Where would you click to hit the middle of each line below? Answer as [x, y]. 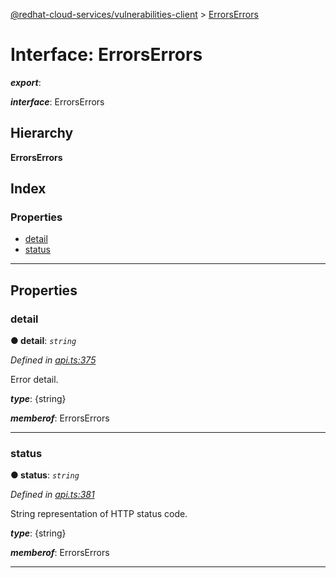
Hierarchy [42, 133]
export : [26, 82]
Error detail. [34, 380]
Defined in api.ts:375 [53, 360]
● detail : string [43, 341]
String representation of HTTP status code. [99, 514]
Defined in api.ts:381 [52, 495]
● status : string [45, 475]
